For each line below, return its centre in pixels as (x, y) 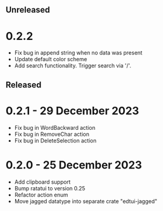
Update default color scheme (51, 59)
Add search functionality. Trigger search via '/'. (73, 65)
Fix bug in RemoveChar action (52, 134)
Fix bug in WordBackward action (55, 127)
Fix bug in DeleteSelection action (56, 140)
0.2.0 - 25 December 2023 (74, 165)
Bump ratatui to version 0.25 (50, 188)
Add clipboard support (42, 182)
